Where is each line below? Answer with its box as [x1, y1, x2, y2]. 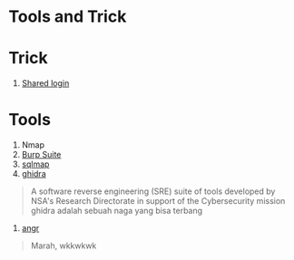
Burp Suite [21, 149, 62, 160]
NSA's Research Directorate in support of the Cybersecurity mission [30, 196, 286, 207]
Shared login [21, 78, 70, 89]
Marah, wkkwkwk [30, 240, 97, 251]
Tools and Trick [8, 6, 127, 27]
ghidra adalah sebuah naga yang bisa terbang [30, 206, 203, 217]
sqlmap [21, 159, 50, 169]
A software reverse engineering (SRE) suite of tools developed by [30, 186, 276, 197]
